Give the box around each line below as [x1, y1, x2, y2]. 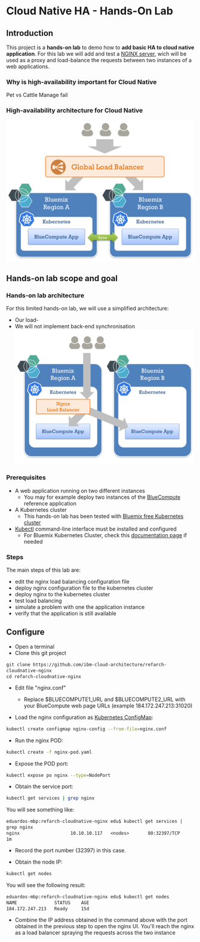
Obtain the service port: [14, 783, 73, 790]
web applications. [6, 63, 50, 70]
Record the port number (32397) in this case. [14, 847, 127, 854]
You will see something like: [6, 806, 75, 813]
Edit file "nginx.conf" [14, 684, 66, 691]
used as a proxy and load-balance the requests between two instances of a [6, 57, 192, 63]
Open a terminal [14, 643, 55, 650]
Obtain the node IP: [14, 858, 63, 865]
